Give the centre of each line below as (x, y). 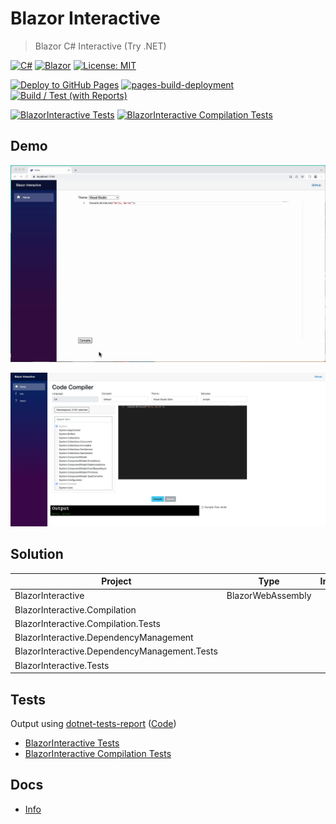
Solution (37, 554)
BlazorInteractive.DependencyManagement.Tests (116, 651)
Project (116, 581)
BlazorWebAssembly (269, 596)
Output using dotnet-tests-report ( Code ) (93, 723)
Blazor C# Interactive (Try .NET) (100, 46)
